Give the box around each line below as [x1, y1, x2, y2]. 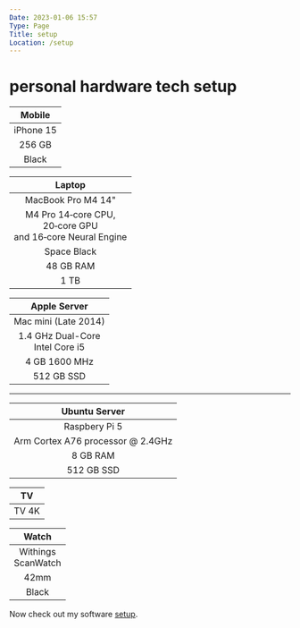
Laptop [54, 179, 87, 191]
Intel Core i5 [33, 341, 86, 353]
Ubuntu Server [61, 405, 126, 418]
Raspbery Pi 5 [63, 420, 123, 433]
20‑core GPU [43, 220, 98, 233]
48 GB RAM [46, 260, 96, 273]
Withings [19, 546, 56, 558]
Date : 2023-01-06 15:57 [9, 13, 98, 22]
